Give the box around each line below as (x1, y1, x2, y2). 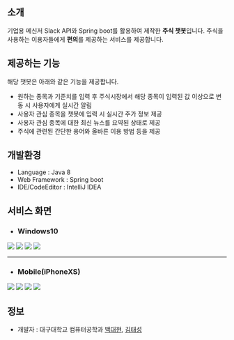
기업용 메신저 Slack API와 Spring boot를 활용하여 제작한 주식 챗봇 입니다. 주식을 (7, 26, 224, 35)
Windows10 (17, 226, 58, 235)
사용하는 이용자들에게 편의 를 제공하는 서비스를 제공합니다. (7, 35, 164, 43)
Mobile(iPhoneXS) (17, 267, 81, 277)
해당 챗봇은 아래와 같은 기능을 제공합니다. (7, 77, 119, 86)
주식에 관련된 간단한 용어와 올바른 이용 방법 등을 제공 (17, 127, 161, 135)
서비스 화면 (7, 205, 52, 217)
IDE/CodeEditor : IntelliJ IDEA (17, 183, 102, 192)
